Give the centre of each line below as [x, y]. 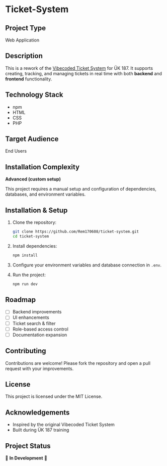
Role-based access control [40, 329]
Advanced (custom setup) [33, 179]
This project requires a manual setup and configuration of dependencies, [81, 189]
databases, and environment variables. [46, 194]
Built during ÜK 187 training [41, 430]
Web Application [22, 40]
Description [24, 56]
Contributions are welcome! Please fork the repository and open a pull [78, 363]
